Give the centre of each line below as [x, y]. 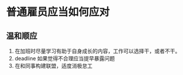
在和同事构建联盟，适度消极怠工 [53, 66]
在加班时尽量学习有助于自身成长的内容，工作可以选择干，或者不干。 [97, 51]
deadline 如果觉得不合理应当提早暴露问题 [65, 58]
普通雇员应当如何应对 [58, 12]
